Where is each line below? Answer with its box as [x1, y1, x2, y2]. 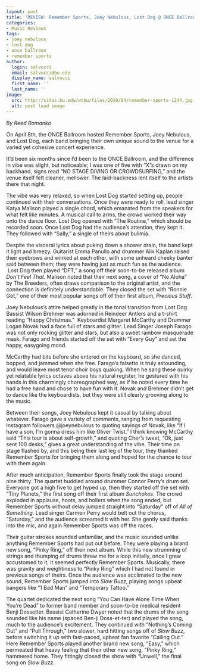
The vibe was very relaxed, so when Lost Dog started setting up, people [6, 192, 183, 199]
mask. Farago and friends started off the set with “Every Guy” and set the [6, 335, 186, 343]
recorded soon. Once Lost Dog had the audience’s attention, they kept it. [6, 223, 185, 231]
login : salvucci [11, 64, 52, 70]
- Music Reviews [6, 25, 46, 32]
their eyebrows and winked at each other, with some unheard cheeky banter [6, 254, 193, 261]
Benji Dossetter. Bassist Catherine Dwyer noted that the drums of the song [6, 608, 189, 615]
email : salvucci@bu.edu [11, 70, 70, 76]
